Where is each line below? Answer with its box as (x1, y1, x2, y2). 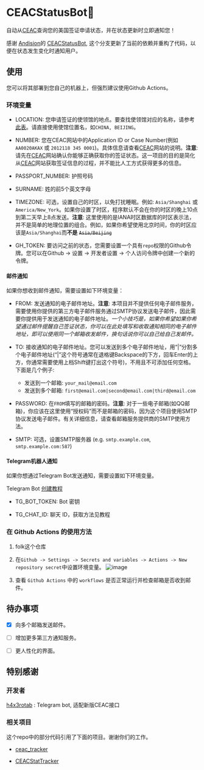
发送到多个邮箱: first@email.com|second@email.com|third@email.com (24, 387, 196, 394)
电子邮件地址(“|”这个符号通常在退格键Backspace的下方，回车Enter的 (20, 351, 193, 358)
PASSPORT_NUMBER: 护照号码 (15, 172, 93, 180)
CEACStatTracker (15, 757, 59, 765)
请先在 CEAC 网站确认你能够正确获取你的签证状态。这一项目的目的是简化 (15, 152, 195, 159)
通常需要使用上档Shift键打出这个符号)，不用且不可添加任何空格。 (31, 358, 194, 366)
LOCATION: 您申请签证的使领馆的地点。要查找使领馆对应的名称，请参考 (15, 116, 195, 123)
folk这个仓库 (15, 543, 47, 550)
